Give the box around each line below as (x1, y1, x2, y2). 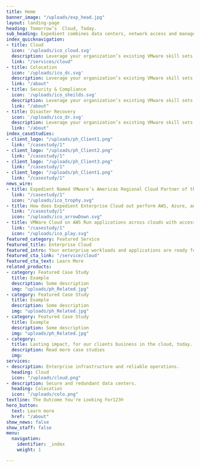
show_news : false (6, 419, 49, 425)
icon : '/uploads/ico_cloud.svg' (11, 48, 92, 54)
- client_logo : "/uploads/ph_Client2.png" (6, 147, 113, 153)
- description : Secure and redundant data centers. (6, 380, 137, 386)
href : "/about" (11, 413, 49, 419)
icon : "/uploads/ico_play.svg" (11, 230, 89, 236)
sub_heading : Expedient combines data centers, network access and (6, 31, 177, 37)
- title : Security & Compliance (6, 86, 86, 92)
